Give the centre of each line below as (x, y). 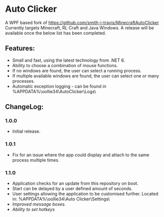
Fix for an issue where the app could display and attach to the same (81, 155)
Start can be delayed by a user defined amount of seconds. (72, 189)
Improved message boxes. (39, 204)
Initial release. (26, 131)
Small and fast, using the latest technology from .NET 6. (68, 60)
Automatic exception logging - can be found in (59, 86)
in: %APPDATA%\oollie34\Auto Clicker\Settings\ (61, 199)
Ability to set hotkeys (33, 210)
